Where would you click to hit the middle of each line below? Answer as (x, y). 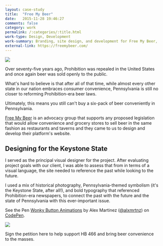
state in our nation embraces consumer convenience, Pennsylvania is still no (82, 89)
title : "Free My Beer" (29, 14)
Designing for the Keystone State (56, 149)
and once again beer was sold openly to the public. (56, 74)
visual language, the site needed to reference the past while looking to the (79, 170)
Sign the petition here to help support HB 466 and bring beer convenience (80, 234)
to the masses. (20, 239)
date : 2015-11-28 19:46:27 (35, 19)
